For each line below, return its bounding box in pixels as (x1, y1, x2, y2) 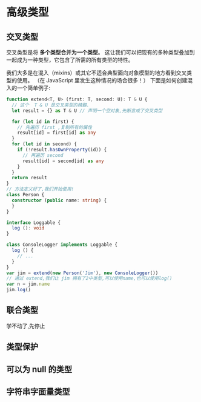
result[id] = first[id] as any (17, 130, 96, 136)
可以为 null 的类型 (6, 364, 73, 374)
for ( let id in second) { (12, 141, 77, 147)
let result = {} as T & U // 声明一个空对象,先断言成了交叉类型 (12, 107, 163, 114)
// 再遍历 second (22, 152, 64, 158)
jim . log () (6, 287, 31, 293)
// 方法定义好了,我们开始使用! (6, 186, 74, 193)
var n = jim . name (6, 281, 50, 288)
